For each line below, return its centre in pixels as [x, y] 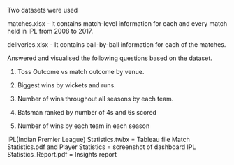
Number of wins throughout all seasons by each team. [95, 99]
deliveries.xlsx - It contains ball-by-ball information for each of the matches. [117, 44]
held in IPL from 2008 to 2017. [50, 31]
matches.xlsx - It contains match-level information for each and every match [117, 23]
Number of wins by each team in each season [83, 126]
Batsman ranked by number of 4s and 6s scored [87, 112]
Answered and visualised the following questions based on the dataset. [110, 58]
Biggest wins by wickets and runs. [67, 85]
